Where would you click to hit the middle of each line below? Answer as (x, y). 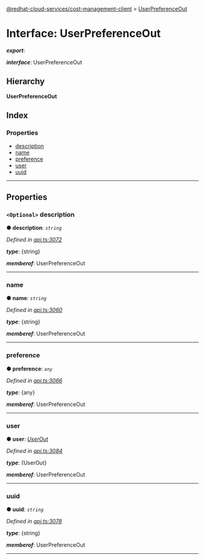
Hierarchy (26, 82)
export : (16, 50)
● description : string (34, 228)
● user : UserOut (27, 439)
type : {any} (21, 392)
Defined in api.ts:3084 (34, 451)
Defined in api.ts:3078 (34, 521)
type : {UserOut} (27, 463)
